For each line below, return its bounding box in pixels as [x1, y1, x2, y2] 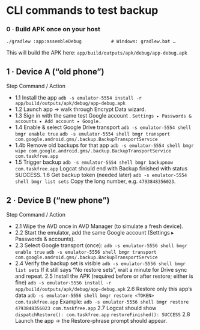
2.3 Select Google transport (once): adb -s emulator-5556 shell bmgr [14, 242, 188, 249]
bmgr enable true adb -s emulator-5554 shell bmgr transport [14, 131, 170, 137]
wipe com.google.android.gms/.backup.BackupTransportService [14, 148, 172, 154]
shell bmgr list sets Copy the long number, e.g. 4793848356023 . [14, 178, 176, 185]
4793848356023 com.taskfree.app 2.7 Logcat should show [14, 304, 157, 312]
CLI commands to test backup [6, 4, 159, 17]
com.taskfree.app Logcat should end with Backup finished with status [14, 165, 188, 172]
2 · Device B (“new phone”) [6, 195, 110, 205]
